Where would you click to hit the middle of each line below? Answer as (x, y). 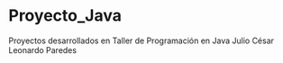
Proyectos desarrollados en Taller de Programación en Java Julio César (141, 40)
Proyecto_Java (65, 16)
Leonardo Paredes (43, 49)
